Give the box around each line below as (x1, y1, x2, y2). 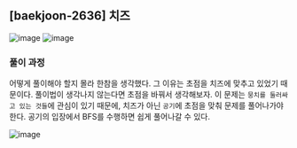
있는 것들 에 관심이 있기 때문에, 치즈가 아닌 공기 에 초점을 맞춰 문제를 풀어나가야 (19, 100, 284, 111)
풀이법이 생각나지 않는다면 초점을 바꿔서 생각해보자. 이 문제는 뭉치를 (35, 90, 266, 100)
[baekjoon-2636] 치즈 (9, 8, 131, 24)
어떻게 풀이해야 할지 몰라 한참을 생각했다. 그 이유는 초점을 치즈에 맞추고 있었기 (9, 78, 279, 89)
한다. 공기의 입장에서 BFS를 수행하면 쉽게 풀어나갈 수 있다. (9, 112, 211, 122)
